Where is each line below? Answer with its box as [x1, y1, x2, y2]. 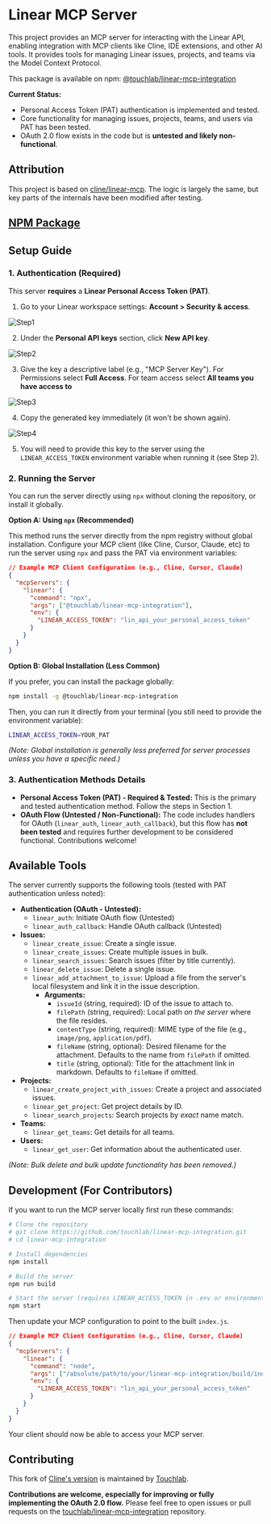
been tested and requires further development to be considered [19, 827, 234, 836]
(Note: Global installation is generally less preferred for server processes [8, 745, 251, 756]
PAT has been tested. [19, 122, 91, 132]
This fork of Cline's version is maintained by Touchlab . [8, 1474, 190, 1484]
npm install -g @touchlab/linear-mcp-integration [8, 692, 179, 700]
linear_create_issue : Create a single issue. [31, 939, 177, 948]
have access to [19, 381, 73, 391]
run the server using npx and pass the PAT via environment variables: [8, 548, 238, 558]
